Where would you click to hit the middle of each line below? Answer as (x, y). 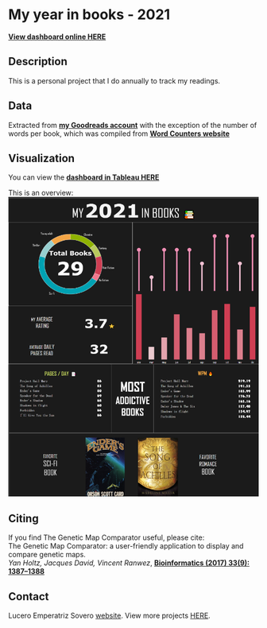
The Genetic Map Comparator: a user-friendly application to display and (126, 546)
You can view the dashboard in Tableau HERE (84, 177)
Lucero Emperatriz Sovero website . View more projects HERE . (109, 616)
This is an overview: (41, 193)
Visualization (42, 158)
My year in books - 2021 (89, 15)
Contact (29, 597)
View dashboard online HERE (57, 37)
